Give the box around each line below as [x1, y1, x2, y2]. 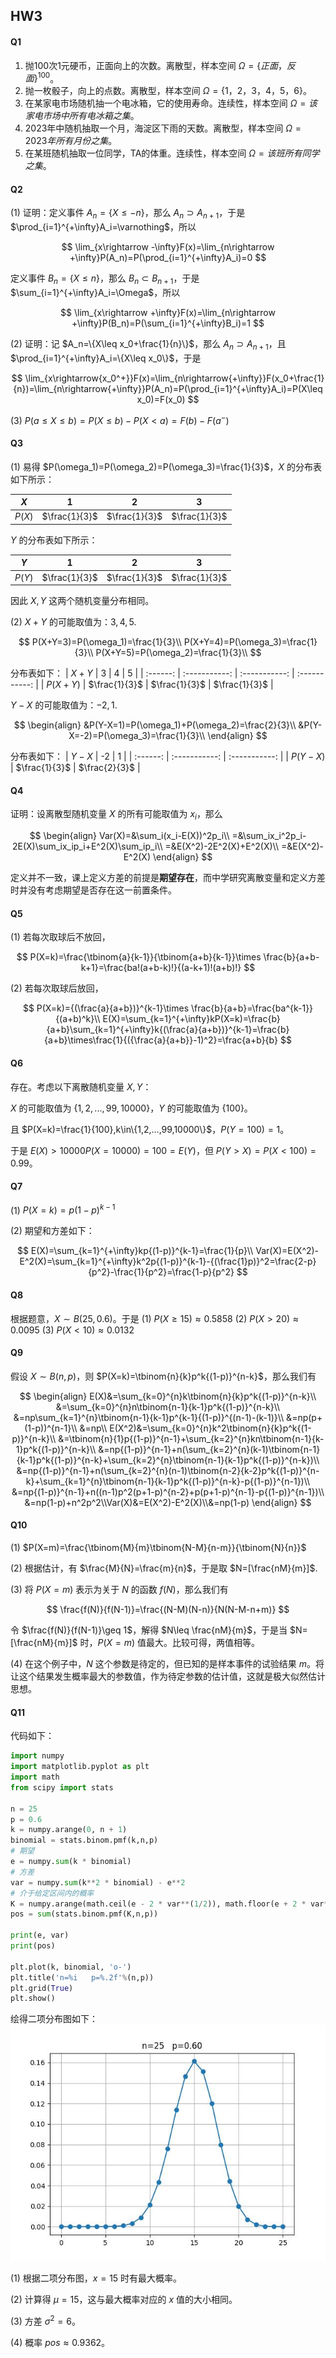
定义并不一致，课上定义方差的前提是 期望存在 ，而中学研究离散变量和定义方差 [10, 872, 326, 884]
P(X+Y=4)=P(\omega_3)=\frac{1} [183, 636, 318, 648]
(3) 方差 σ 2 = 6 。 [10, 2314, 81, 2327]
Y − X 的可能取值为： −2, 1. [10, 699, 118, 711]
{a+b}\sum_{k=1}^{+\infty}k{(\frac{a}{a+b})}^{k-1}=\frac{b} [46, 1024, 290, 1036]
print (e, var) [10, 1930, 70, 1941]
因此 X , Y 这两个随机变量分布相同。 [10, 595, 155, 607]
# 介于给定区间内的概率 [10, 1888, 95, 1898]
